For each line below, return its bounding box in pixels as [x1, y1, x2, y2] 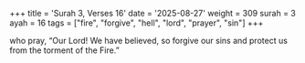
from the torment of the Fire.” [9, 45, 121, 56]
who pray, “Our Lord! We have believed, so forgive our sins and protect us [9, 36, 288, 46]
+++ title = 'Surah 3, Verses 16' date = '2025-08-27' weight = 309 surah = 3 [9, 8, 297, 18]
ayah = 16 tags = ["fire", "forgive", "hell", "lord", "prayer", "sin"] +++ [9, 17, 264, 28]
